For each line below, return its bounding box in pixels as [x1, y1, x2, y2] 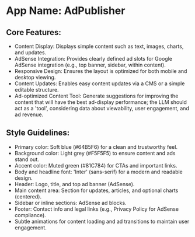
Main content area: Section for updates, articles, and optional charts [14, 187, 179, 194]
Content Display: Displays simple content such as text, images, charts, [14, 43, 184, 50]
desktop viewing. [14, 74, 56, 81]
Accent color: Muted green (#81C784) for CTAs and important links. [14, 162, 177, 169]
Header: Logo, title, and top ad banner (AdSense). [14, 180, 135, 187]
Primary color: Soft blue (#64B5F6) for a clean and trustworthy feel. [14, 143, 178, 150]
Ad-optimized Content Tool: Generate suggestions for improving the [14, 92, 179, 99]
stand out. [14, 156, 39, 163]
